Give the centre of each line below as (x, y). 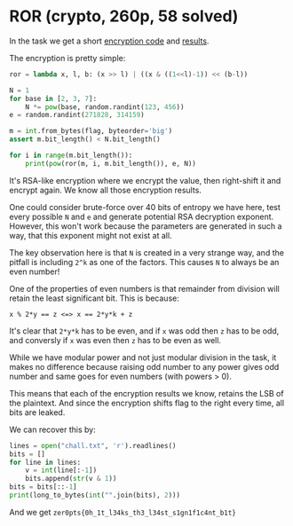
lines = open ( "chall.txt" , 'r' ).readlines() (93, 445)
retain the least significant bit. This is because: (94, 298)
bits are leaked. (37, 412)
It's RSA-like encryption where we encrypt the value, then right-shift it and (145, 180)
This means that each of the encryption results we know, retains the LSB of (146, 393)
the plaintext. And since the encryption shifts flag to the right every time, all (147, 403)
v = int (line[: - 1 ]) (61, 471)
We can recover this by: (52, 429)
